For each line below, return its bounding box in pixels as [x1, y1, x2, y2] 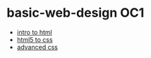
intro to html [16, 28, 52, 36]
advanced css [16, 43, 58, 51]
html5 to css [16, 35, 54, 43]
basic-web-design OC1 [6, 5, 145, 21]
